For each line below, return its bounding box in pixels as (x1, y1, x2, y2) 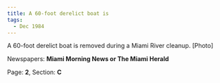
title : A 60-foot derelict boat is (7, 10, 109, 17)
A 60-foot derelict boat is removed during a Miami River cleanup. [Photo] (7, 42, 214, 50)
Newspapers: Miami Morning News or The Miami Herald (7, 55, 170, 63)
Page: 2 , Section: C (7, 68, 62, 76)
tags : (7, 16, 23, 23)
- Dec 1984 (13, 23, 45, 29)
